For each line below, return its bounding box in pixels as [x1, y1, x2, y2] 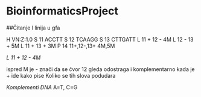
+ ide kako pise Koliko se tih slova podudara [6, 72, 116, 79]
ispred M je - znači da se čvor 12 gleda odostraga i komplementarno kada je [6, 65, 195, 73]
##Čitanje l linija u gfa [6, 24, 60, 31]
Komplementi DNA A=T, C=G [6, 83, 78, 91]
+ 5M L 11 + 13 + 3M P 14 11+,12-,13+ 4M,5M [6, 42, 115, 49]
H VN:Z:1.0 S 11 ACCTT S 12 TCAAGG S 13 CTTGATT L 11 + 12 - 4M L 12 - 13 [6, 36, 194, 43]
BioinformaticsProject [6, 4, 119, 18]
